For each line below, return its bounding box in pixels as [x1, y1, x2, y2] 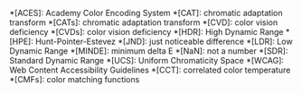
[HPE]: [9, 36, 34, 47]
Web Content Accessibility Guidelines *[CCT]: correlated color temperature [9, 64, 291, 75]
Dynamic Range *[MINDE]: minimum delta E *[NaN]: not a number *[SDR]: [9, 46, 288, 56]
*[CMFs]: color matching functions [9, 74, 140, 84]
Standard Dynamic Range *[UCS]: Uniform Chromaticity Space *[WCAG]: [9, 56, 285, 65]
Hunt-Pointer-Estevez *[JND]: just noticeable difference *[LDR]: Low [34, 36, 293, 47]
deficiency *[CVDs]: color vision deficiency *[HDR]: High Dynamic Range [9, 27, 284, 37]
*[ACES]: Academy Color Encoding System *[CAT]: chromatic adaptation [9, 8, 283, 18]
